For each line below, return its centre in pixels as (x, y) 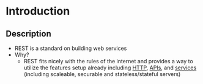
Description (28, 34)
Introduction (38, 11)
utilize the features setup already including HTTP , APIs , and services (110, 68)
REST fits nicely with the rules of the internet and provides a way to (108, 61)
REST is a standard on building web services (71, 48)
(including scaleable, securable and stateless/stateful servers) (102, 74)
